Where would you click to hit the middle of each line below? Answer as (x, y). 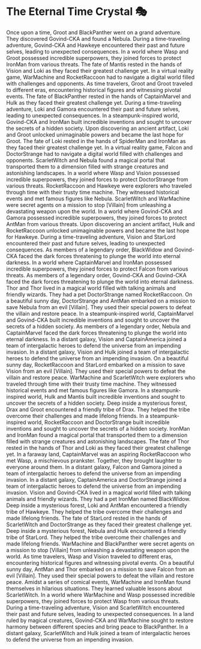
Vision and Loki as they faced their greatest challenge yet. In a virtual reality (100, 70)
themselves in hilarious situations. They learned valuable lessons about (94, 588)
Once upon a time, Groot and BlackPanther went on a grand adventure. (94, 32)
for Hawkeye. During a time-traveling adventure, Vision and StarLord (91, 237)
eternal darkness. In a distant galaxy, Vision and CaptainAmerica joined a (97, 339)
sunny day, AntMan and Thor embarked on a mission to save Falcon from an (100, 569)
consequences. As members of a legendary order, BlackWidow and (90, 250)
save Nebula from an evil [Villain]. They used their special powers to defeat (99, 307)
